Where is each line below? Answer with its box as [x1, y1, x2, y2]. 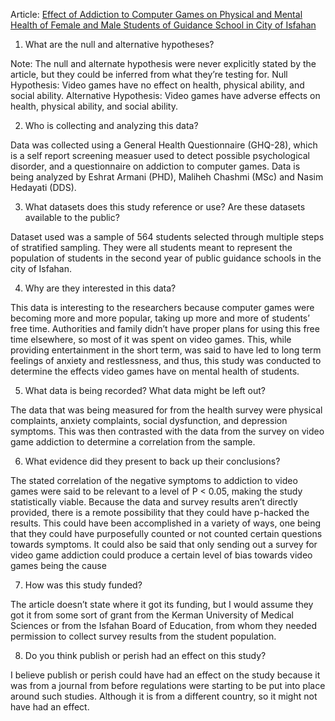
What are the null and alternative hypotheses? [24, 39, 215, 50]
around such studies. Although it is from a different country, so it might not [10, 690, 318, 702]
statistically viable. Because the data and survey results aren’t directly [10, 496, 298, 508]
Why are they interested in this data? [24, 282, 177, 294]
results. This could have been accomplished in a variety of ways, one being [10, 517, 322, 529]
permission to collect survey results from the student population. [10, 630, 277, 642]
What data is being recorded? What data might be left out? [24, 385, 267, 396]
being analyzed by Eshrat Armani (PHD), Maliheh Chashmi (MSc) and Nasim [10, 171, 324, 183]
